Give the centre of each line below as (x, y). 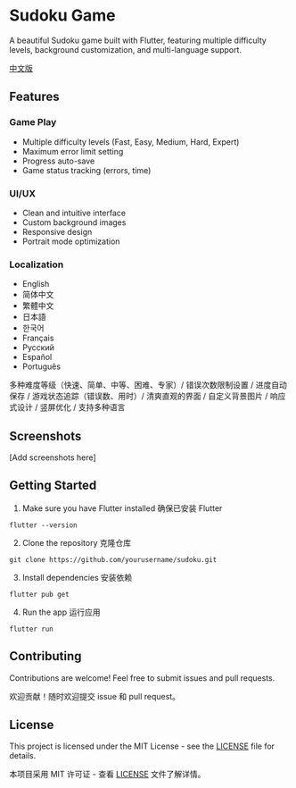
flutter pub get (39, 594)
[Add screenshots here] (53, 457)
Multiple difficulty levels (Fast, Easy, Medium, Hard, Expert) (131, 142)
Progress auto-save (58, 161)
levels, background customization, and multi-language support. (126, 49)
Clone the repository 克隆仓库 (77, 542)
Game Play (33, 122)
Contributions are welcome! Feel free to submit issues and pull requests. (142, 678)
